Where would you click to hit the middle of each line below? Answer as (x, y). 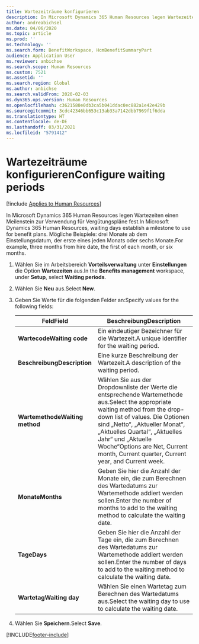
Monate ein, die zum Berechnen (142, 478)
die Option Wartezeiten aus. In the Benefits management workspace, (100, 271)
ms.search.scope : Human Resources (49, 67)
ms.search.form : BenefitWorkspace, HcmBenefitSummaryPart (79, 50)
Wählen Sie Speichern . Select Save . (58, 623)
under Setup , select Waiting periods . (60, 277)
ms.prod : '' (21, 39)
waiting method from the (132, 409)
